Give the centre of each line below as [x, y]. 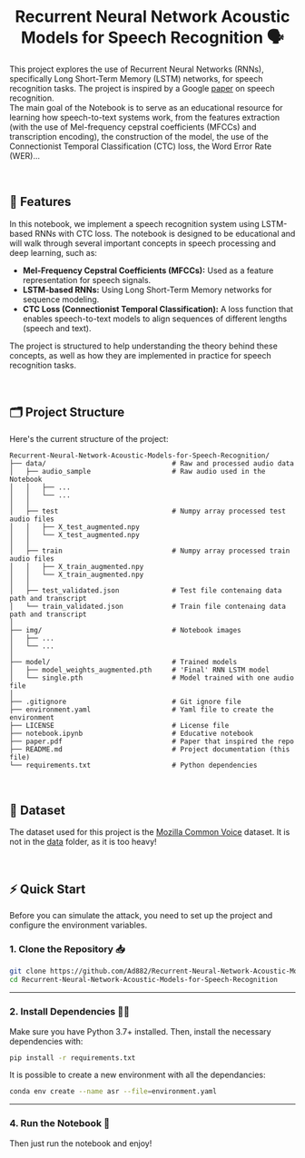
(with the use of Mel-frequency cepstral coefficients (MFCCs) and [133, 127]
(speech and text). [57, 328]
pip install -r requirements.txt [73, 1058]
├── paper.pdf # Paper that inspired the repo [152, 741]
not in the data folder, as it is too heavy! [83, 842]
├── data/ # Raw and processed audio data [152, 463]
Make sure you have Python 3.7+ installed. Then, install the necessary [140, 1031]
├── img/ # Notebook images [126, 630]
